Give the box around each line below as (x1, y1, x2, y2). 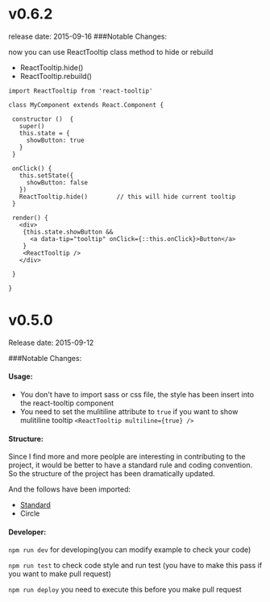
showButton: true (26, 136, 85, 144)
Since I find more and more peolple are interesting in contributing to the (8, 452, 246, 462)
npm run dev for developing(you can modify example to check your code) (8, 545, 251, 554)
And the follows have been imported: (8, 484, 131, 494)
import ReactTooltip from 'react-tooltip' (8, 86, 153, 95)
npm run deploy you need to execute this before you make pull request (8, 585, 242, 595)
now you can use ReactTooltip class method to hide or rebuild (8, 47, 214, 56)
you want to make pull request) (8, 569, 111, 579)
